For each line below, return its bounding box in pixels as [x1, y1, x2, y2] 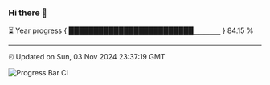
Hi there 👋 [8, 7, 48, 18]
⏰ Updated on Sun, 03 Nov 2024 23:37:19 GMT [8, 52, 166, 62]
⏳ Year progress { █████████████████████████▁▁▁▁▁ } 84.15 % [8, 26, 254, 35]
